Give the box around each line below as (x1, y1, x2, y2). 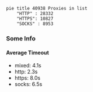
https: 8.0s (14, 74, 41, 81)
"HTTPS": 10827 (16, 16, 54, 22)
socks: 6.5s (14, 81, 43, 88)
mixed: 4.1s (14, 62, 42, 69)
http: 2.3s (14, 68, 38, 76)
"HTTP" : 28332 (16, 11, 54, 16)
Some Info (6, 34, 36, 42)
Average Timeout (6, 49, 49, 56)
